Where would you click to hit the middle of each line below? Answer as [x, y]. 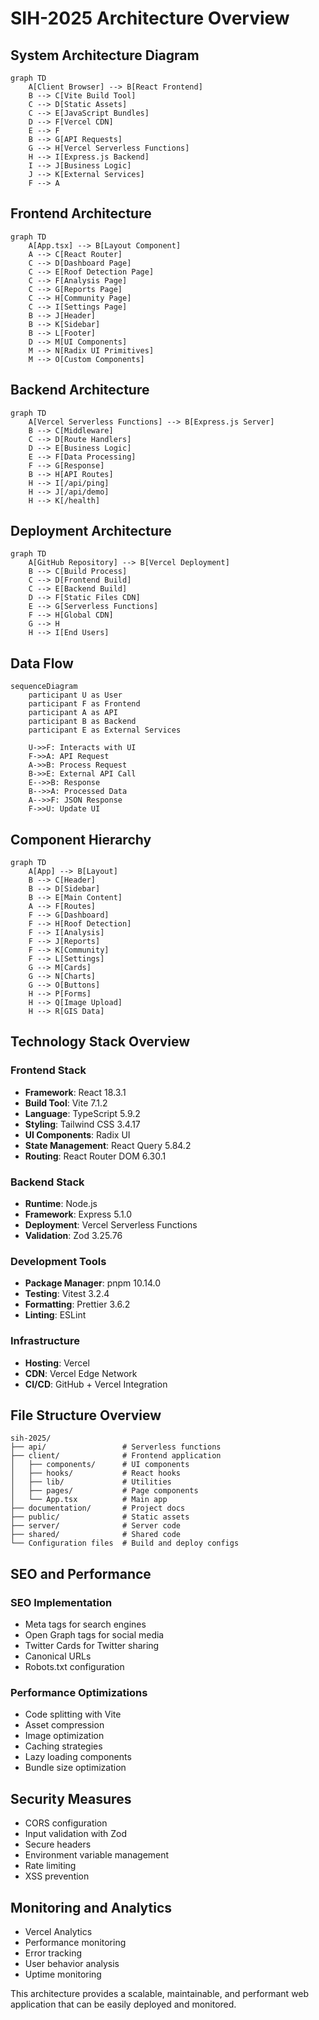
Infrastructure [45, 1341]
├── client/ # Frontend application [116, 1456]
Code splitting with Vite [73, 1714]
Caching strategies [63, 1746]
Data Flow [42, 663]
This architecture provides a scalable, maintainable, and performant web [160, 1994]
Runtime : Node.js [61, 1204]
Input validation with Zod [76, 1834]
